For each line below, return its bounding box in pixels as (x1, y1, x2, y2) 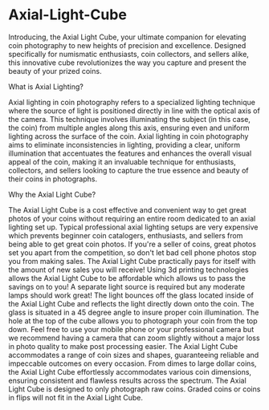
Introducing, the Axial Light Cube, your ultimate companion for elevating (8, 32, 247, 42)
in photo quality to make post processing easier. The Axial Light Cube (8, 341, 238, 351)
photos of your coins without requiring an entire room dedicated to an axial (8, 213, 256, 223)
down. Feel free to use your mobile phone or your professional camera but (8, 324, 255, 334)
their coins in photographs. (8, 174, 98, 184)
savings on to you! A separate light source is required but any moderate (8, 282, 245, 291)
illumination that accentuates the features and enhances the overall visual (8, 148, 252, 158)
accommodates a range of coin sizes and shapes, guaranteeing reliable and (8, 350, 259, 359)
